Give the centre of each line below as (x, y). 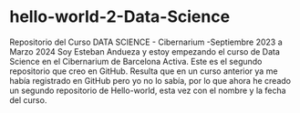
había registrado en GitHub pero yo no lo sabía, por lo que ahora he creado (150, 80)
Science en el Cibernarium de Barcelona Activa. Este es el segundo (136, 61)
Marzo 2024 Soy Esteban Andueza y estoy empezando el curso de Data (145, 51)
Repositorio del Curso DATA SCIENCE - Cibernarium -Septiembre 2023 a (146, 42)
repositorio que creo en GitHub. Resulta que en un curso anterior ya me (144, 71)
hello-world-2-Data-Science (120, 17)
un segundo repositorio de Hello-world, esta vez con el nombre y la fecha (148, 90)
